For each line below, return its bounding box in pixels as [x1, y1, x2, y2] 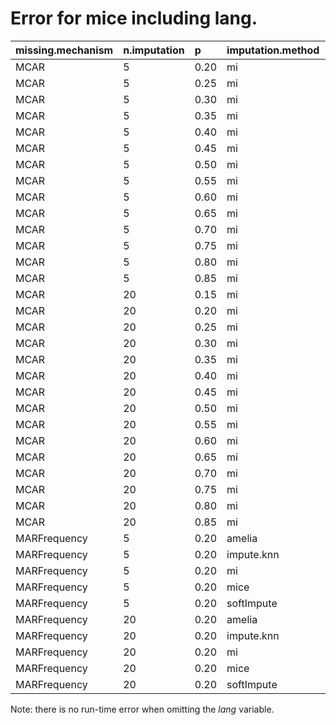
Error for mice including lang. [10, 7, 258, 30]
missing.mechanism [15, 43, 114, 57]
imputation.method [226, 43, 320, 57]
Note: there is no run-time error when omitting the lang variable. [10, 703, 275, 715]
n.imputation [123, 43, 185, 57]
